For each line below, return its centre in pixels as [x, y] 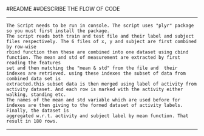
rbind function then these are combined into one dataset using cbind [97, 52]
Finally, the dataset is [38, 110]
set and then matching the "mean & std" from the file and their [92, 68]
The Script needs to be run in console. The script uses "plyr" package [100, 25]
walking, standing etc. [36, 95]
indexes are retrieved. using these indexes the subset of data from [96, 73]
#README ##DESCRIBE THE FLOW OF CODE [63, 9]
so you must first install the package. [58, 31]
